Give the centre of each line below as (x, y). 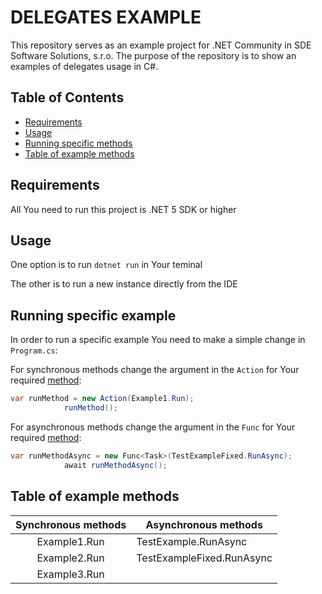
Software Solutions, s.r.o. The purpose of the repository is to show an (153, 55)
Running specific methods (78, 143)
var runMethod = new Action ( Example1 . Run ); (102, 399)
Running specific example (93, 315)
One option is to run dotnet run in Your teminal (106, 265)
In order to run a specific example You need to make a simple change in (158, 340)
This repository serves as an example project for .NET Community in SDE (161, 45)
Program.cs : (34, 350)
